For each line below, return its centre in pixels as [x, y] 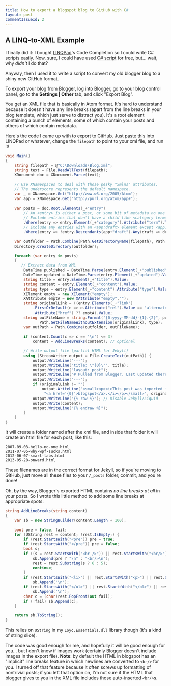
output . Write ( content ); [58, 403]
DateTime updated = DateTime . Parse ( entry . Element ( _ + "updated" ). [93, 275]
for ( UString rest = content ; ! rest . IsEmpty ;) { [67, 535]
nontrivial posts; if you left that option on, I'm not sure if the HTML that [79, 673]
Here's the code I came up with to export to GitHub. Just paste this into [80, 136]
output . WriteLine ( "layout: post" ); [70, 370]
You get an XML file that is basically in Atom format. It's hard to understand [84, 104]
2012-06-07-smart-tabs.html [35, 456]
